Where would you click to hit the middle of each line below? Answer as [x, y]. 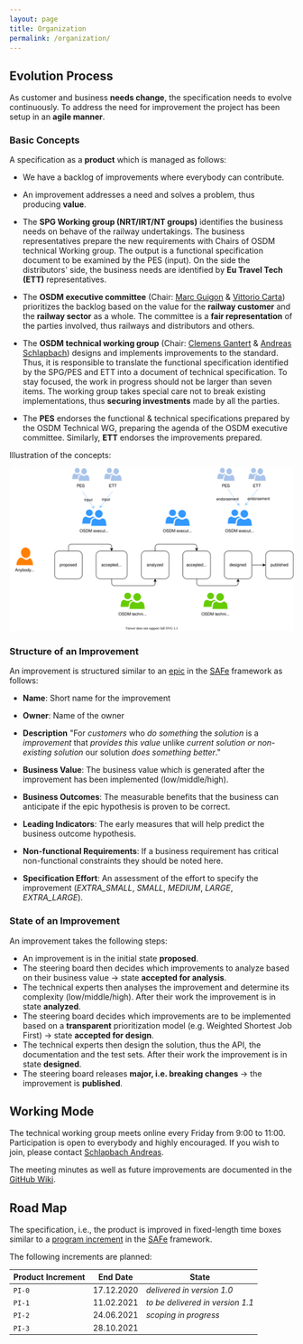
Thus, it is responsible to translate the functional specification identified [155, 362]
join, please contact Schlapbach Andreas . [87, 1152]
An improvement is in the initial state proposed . [110, 958]
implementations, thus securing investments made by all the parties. [151, 401]
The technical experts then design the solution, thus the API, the [142, 1045]
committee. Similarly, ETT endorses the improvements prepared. [142, 437]
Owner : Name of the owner [73, 716]
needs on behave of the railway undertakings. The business [133, 231]
